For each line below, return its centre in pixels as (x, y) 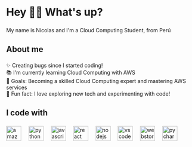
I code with (27, 113)
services (17, 88)
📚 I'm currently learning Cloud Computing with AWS (71, 73)
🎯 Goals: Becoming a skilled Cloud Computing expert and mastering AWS (96, 81)
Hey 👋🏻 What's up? (55, 12)
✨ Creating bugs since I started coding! (55, 66)
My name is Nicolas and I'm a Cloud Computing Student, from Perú (89, 30)
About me (25, 49)
